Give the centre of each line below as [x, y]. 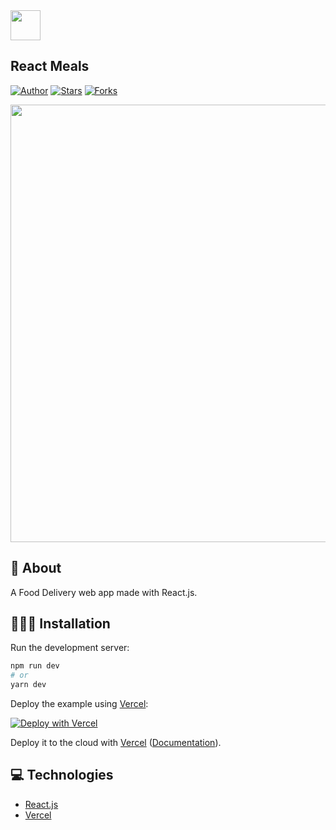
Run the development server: [70, 648]
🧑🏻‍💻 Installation [60, 624]
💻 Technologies [62, 775]
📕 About [36, 568]
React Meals [50, 66]
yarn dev [28, 685]
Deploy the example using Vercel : [79, 704]
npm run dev [35, 666]
